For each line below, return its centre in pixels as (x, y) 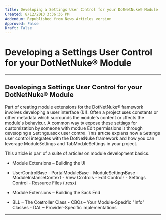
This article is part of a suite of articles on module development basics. (77, 153)
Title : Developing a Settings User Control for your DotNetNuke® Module (82, 10)
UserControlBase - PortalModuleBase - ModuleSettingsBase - (75, 172)
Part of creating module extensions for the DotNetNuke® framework (74, 107)
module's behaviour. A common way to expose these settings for (71, 123)
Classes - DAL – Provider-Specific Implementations (64, 207)
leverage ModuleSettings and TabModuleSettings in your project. (71, 143)
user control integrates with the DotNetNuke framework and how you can (80, 138)
